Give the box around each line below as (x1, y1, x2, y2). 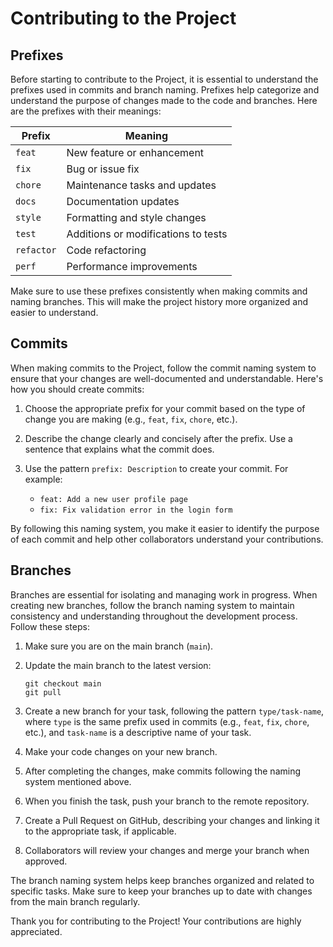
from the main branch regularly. (10, 895, 141, 907)
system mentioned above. (24, 775, 132, 787)
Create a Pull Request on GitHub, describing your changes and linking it (24, 814, 320, 826)
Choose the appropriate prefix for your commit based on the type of (24, 402, 306, 414)
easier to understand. (10, 307, 99, 318)
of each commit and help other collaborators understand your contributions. (10, 533, 324, 545)
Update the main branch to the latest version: (24, 659, 212, 671)
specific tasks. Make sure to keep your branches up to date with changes (10, 885, 313, 897)
